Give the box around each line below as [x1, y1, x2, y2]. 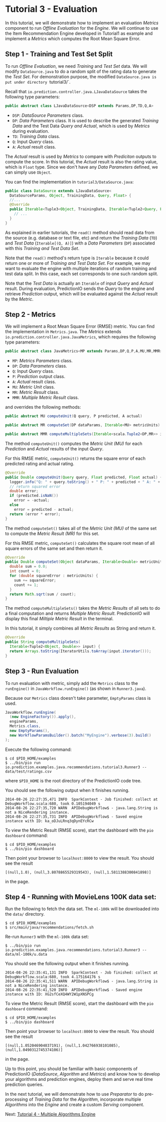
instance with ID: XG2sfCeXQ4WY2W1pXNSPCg [5, 992, 94, 997]
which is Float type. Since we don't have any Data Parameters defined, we [5, 164, 158, 170]
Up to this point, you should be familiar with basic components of [5, 1066, 138, 1072]
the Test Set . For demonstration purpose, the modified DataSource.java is [5, 73, 157, 80]
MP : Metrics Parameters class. [12, 358, 73, 364]
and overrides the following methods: [5, 404, 82, 410]
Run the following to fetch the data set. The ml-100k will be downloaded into [5, 906, 160, 912]
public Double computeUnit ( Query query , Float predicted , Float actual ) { [5, 475, 163, 480]
